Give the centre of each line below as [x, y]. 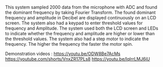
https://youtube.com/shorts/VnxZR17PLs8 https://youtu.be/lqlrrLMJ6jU [78, 59]
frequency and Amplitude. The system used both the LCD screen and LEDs [82, 28]
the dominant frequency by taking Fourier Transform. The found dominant [81, 12]
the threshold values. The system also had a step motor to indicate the [77, 39]
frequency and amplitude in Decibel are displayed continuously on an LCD [81, 18]
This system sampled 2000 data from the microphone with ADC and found [81, 7]
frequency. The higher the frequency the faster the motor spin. [69, 44]
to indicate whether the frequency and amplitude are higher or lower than [80, 33]
